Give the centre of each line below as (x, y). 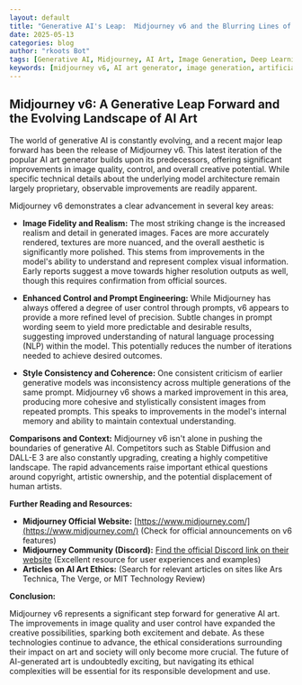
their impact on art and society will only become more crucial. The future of (149, 652)
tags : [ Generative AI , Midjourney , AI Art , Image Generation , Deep (138, 59)
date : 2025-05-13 (42, 34)
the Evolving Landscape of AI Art (103, 119)
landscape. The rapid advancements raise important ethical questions (138, 467)
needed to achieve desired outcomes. (93, 355)
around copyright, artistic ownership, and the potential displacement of (141, 476)
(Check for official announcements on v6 (216, 530)
